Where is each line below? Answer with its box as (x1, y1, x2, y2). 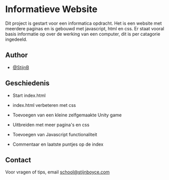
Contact (5, 155, 31, 164)
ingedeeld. (5, 36, 28, 42)
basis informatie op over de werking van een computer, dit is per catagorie (5, 31, 160, 37)
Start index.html (12, 92, 46, 98)
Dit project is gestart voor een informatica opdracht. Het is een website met (5, 20, 162, 26)
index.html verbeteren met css (12, 102, 76, 108)
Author (5, 51, 28, 59)
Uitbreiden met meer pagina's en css (12, 122, 90, 128)
